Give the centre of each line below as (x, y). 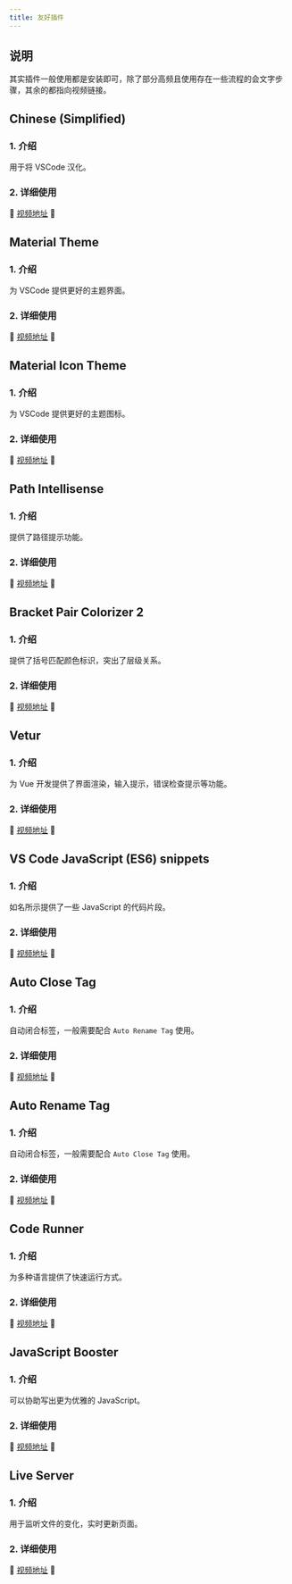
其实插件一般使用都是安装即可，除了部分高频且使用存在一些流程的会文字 (142, 79)
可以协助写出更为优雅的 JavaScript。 (77, 1400)
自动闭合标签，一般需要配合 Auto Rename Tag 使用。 (104, 1030)
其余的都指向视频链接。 (68, 90)
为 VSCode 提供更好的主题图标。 (70, 414)
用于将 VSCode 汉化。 (50, 167)
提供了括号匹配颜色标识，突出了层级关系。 (88, 661)
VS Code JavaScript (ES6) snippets (109, 859)
